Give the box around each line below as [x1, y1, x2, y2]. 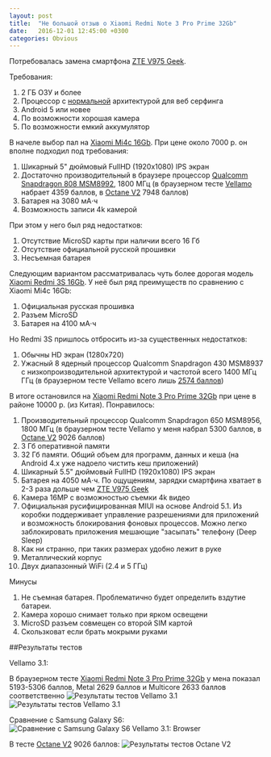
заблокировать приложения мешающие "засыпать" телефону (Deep [20, 527, 257, 537]
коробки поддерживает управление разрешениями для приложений [20, 510, 259, 520]
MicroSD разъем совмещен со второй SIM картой [20, 618, 193, 628]
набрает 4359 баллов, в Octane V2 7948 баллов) [20, 187, 189, 198]
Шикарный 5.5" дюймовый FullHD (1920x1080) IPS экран [20, 467, 215, 477]
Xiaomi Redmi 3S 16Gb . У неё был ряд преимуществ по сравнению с [9, 278, 244, 287]
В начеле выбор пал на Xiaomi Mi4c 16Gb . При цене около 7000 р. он [9, 138, 248, 148]
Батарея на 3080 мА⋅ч [20, 196, 98, 206]
